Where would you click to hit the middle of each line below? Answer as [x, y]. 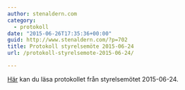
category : [22, 20]
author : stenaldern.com [42, 14]
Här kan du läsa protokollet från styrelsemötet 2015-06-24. [93, 79]
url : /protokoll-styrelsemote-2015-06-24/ [71, 53]
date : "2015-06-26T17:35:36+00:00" [60, 33]
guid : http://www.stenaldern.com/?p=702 [68, 40]
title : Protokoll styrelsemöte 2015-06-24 [71, 46]
